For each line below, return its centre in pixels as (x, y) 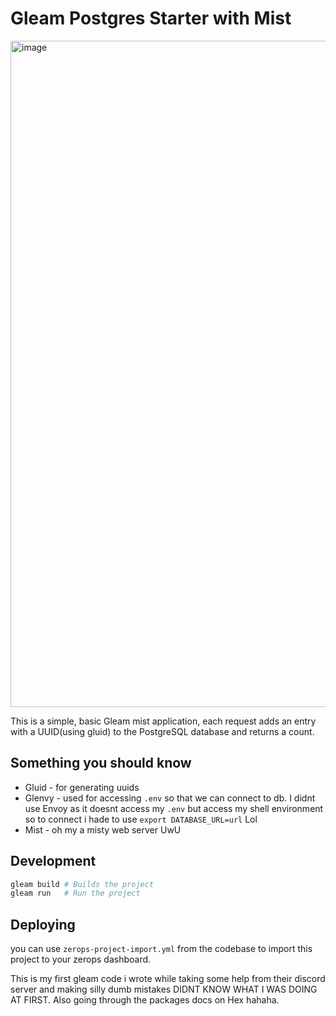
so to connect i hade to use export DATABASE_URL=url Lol (141, 819)
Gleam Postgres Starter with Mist (151, 18)
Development (53, 861)
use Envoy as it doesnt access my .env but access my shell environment (174, 808)
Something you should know (101, 763)
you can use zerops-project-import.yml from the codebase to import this (161, 949)
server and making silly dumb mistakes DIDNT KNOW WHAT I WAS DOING (164, 989)
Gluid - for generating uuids (82, 787)
